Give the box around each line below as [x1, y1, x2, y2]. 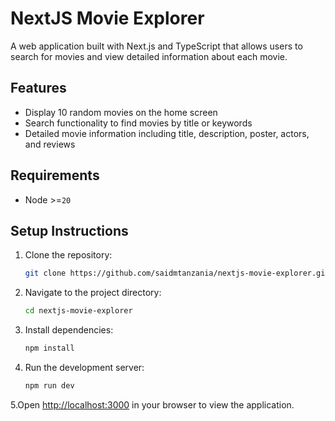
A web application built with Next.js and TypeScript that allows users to [10, 40, 303, 52]
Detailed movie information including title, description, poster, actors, [24, 127, 310, 139]
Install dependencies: [24, 324, 114, 336]
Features [10, 80, 67, 97]
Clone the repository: [24, 249, 113, 261]
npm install [24, 343, 75, 354]
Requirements [10, 167, 100, 184]
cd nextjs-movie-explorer [24, 306, 133, 316]
